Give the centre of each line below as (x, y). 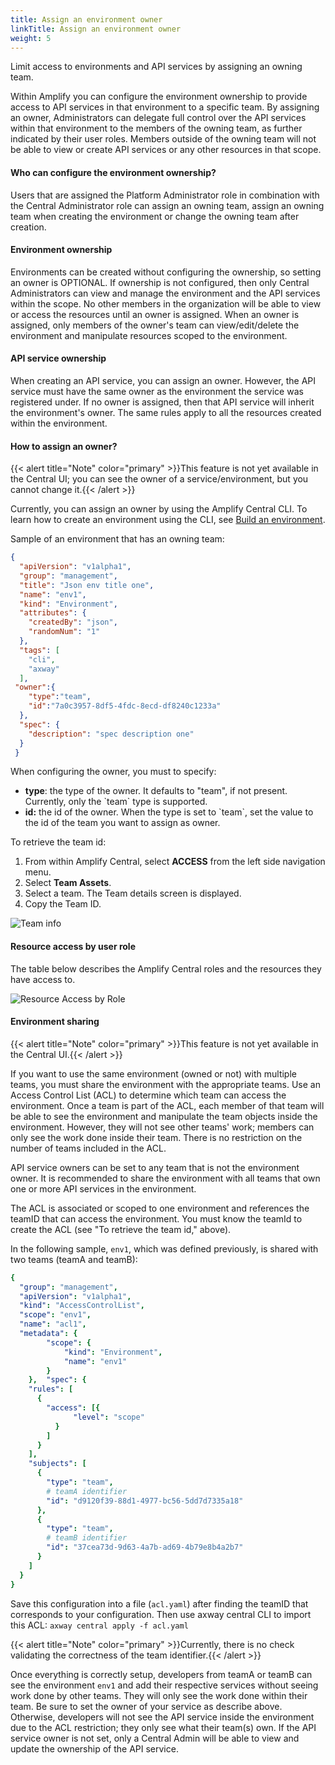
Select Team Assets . (68, 883)
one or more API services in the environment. (103, 1188)
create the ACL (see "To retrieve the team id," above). (121, 1229)
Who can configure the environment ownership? (113, 172)
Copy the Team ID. (63, 904)
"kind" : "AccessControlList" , (82, 1306)
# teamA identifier (87, 1491)
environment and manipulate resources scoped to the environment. (149, 335)
